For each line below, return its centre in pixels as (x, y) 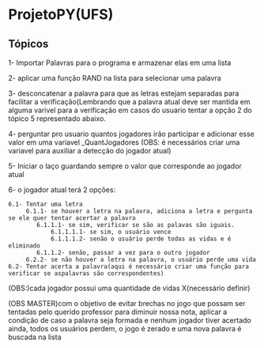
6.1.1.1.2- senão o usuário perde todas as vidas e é (141, 239)
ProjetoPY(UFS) (61, 15)
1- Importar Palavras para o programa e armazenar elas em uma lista (120, 62)
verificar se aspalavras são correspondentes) (86, 274)
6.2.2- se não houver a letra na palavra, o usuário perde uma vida (141, 259)
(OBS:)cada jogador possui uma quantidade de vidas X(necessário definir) (129, 288)
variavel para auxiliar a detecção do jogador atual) (90, 151)
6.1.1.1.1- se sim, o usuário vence (111, 232)
